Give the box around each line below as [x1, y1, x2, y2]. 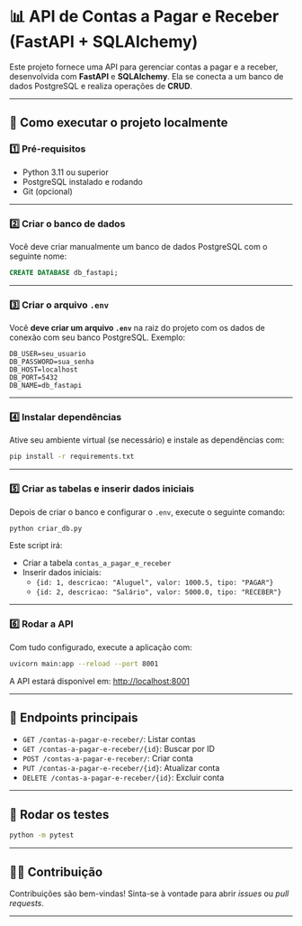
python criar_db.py [9, 524, 83, 533]
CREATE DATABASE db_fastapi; [9, 268, 119, 277]
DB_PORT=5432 [9, 373, 58, 382]
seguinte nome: [9, 251, 67, 261]
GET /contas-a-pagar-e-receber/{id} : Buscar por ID [22, 744, 216, 755]
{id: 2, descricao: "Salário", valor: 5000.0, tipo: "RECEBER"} [35, 588, 282, 597]
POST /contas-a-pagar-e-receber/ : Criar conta [22, 753, 193, 764]
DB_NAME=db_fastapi [9, 381, 83, 390]
